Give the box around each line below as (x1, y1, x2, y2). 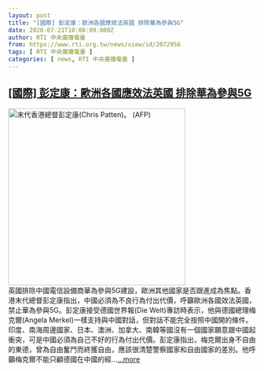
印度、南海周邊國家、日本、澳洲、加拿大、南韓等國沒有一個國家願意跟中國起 (8, 325, 256, 334)
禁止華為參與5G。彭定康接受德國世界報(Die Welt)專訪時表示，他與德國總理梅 (8, 305, 256, 314)
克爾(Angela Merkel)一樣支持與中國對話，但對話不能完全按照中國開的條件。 (8, 315, 253, 325)
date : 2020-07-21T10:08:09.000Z (8, 26, 114, 34)
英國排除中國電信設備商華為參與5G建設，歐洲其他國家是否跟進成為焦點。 (8, 285, 245, 295)
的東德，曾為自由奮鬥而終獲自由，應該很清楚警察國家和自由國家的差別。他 (8, 344, 249, 354)
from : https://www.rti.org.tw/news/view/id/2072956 (8, 41, 181, 49)
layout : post (8, 11, 51, 20)
